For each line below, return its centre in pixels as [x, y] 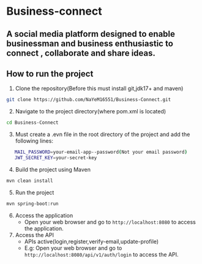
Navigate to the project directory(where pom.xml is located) [91, 111]
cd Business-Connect [33, 123]
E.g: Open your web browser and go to [73, 248]
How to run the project [50, 74]
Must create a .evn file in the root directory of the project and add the [103, 134]
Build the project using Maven [53, 169]
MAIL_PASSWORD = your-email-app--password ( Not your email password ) [101, 152]
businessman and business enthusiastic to [90, 43]
